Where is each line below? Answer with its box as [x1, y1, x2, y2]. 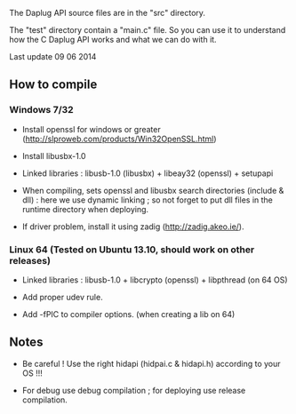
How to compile [9, 77, 98, 92]
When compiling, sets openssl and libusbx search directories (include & [21, 185, 284, 195]
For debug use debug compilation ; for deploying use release [21, 385, 246, 395]
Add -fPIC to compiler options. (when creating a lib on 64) [21, 308, 236, 319]
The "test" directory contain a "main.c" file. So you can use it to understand [9, 25, 286, 35]
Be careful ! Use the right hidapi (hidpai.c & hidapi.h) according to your [21, 358, 282, 369]
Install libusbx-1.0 [21, 150, 86, 161]
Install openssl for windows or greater [21, 123, 162, 134]
